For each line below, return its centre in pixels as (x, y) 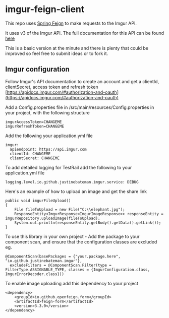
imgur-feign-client (45, 9)
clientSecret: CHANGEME (35, 158)
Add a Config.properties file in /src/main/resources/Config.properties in (80, 107)
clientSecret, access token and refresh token (52, 87)
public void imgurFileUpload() (38, 201)
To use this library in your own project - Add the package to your (72, 236)
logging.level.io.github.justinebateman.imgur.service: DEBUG (72, 182)
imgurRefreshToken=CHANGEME (35, 126)
